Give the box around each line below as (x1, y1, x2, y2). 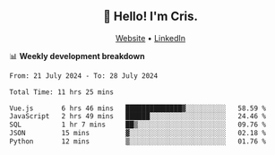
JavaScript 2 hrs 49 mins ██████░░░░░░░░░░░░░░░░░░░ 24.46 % (9, 112, 267, 121)
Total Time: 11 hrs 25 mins (9, 87, 115, 97)
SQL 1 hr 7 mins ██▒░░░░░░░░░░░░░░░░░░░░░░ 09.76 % (9, 120, 267, 130)
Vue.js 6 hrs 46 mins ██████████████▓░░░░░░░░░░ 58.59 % (9, 104, 267, 113)
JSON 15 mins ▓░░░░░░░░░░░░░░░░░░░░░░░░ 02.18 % (9, 129, 267, 138)
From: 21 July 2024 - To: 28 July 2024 (9, 71, 159, 81)
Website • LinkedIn (115, 32, 186, 43)
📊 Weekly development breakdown (9, 50, 145, 61)
